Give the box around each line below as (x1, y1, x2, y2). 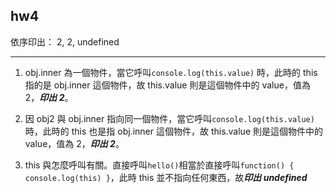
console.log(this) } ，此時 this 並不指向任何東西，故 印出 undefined (24, 171, 308, 183)
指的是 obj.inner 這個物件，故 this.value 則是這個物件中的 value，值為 (24, 79, 311, 91)
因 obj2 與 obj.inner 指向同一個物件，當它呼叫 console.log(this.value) (24, 112, 315, 124)
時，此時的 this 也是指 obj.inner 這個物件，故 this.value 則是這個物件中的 (24, 125, 323, 137)
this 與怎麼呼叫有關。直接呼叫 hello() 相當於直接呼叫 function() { (24, 159, 295, 171)
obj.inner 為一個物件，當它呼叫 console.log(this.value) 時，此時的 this (24, 66, 318, 78)
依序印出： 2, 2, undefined (10, 35, 120, 48)
